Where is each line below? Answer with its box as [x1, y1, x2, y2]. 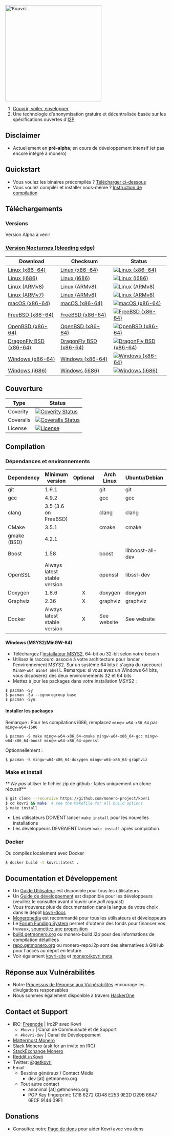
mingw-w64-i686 [5, 725, 38, 730]
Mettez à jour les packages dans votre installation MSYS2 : [12, 678, 137, 684]
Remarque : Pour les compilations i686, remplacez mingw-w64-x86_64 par [5, 719, 158, 725]
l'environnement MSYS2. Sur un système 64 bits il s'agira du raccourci [12, 662, 162, 668]
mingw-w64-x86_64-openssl [44, 738, 100, 743]
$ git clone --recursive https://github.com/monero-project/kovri [5, 795, 150, 801]
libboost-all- [125, 547, 157, 554]
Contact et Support [5, 1007, 68, 1016]
